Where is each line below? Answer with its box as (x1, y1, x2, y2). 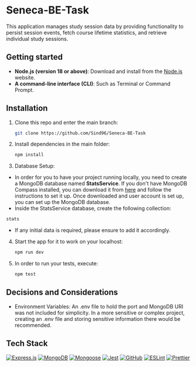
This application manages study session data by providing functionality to (6, 23, 184, 30)
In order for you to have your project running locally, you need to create (14, 174, 187, 181)
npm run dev (14, 250, 44, 255)
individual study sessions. (6, 35, 68, 42)
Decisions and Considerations (6, 288, 118, 297)
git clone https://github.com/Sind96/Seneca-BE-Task (14, 130, 146, 136)
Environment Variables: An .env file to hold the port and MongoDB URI (14, 303, 184, 310)
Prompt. (14, 86, 34, 94)
